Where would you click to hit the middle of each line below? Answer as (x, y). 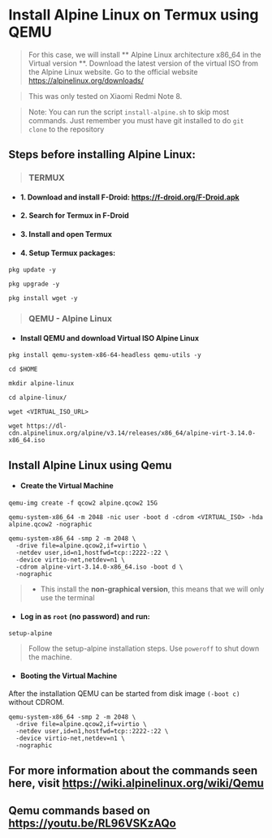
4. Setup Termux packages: (68, 252)
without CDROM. (37, 703)
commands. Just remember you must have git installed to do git (136, 120)
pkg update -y (32, 270)
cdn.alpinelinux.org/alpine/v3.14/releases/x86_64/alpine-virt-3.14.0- (132, 433)
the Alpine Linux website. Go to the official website (113, 71)
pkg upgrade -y (34, 284)
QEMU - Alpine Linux (70, 319)
